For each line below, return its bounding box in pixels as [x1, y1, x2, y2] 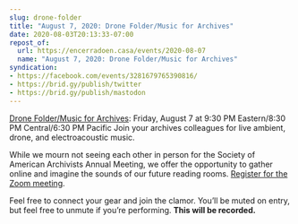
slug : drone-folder [9, 13, 82, 22]
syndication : [9, 64, 58, 73]
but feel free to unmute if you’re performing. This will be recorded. [9, 204, 257, 215]
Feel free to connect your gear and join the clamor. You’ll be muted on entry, [9, 194, 291, 206]
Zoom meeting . [9, 177, 65, 188]
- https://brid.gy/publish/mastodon [9, 88, 146, 97]
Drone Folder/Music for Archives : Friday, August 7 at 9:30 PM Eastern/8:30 [9, 113, 286, 124]
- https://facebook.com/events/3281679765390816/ [9, 72, 199, 81]
